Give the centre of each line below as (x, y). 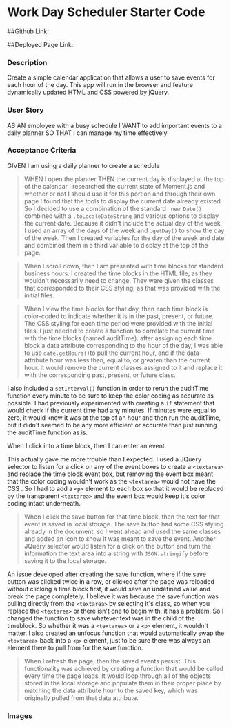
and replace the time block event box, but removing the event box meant (110, 474)
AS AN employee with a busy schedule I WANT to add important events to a (115, 125)
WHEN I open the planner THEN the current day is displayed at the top (124, 179)
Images (20, 715)
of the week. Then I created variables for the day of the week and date (124, 238)
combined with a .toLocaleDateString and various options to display (121, 216)
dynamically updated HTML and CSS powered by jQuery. (88, 92)
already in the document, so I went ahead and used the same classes (122, 531)
